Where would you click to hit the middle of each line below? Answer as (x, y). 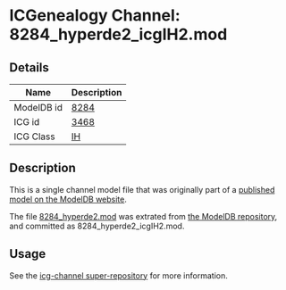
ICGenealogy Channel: (95, 16)
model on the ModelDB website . (68, 199)
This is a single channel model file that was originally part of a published (142, 189)
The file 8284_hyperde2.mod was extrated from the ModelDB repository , (143, 216)
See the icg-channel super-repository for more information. (118, 275)
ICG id (27, 122)
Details (29, 67)
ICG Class (34, 137)
